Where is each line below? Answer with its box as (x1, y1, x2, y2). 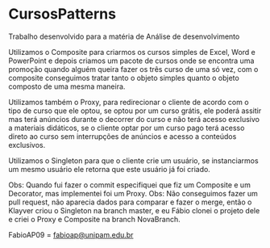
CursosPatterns (8, 5, 117, 23)
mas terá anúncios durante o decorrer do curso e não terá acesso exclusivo (8, 114, 260, 124)
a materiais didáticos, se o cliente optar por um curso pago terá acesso (8, 123, 245, 132)
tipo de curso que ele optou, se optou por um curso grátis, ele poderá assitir (8, 106, 262, 116)
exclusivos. (8, 140, 46, 149)
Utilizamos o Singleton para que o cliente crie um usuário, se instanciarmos (8, 155, 260, 166)
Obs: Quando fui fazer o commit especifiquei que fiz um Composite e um (8, 179, 251, 190)
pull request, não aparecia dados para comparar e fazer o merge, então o (8, 197, 252, 207)
